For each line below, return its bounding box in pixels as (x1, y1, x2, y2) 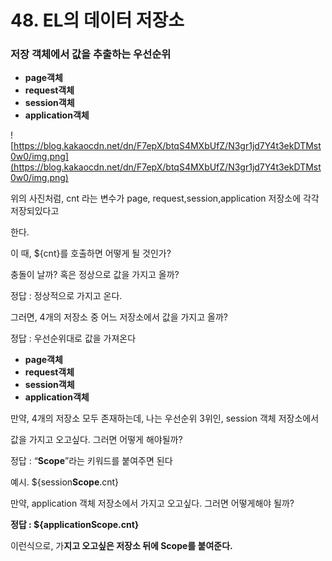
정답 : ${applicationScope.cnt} (10, 519, 140, 531)
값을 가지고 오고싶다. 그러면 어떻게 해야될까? (10, 434, 183, 446)
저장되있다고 (10, 205, 60, 217)
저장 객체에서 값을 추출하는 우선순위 (10, 47, 172, 61)
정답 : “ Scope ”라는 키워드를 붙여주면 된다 (10, 455, 173, 467)
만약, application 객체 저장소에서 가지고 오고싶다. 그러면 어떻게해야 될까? (10, 497, 295, 510)
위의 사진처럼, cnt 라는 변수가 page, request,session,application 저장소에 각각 (10, 192, 320, 205)
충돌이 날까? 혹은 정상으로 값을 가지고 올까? (10, 269, 180, 281)
